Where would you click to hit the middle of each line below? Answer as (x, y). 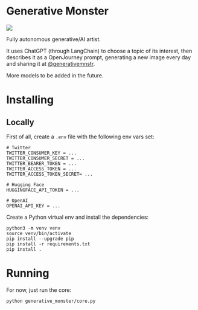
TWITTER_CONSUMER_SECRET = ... (46, 158)
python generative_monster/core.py (51, 301)
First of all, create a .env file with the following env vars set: (80, 137)
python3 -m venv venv (34, 228)
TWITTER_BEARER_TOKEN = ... (42, 163)
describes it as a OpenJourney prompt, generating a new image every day (99, 57)
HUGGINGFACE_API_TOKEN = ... (43, 190)
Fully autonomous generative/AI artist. (54, 39)
